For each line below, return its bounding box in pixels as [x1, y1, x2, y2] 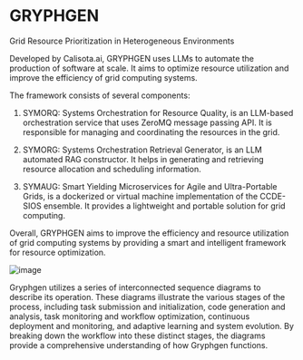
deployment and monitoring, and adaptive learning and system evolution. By [9, 320, 295, 331]
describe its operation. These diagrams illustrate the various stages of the [9, 291, 286, 302]
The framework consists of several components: [9, 90, 191, 101]
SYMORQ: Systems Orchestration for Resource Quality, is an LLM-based [22, 107, 294, 118]
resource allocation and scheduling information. [22, 163, 201, 174]
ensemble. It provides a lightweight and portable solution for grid [44, 200, 286, 211]
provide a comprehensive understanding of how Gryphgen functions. [9, 339, 269, 350]
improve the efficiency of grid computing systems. [9, 72, 198, 83]
